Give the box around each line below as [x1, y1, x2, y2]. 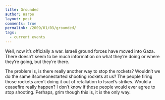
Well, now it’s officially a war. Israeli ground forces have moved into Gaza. [5, 48, 155, 54]
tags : [5, 30, 16, 35]
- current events [9, 35, 46, 40]
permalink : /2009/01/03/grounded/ [5, 26, 77, 31]
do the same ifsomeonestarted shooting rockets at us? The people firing [5, 73, 153, 79]
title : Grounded [5, 7, 39, 12]
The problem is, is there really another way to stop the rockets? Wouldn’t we [5, 68, 161, 74]
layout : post [5, 16, 32, 21]
